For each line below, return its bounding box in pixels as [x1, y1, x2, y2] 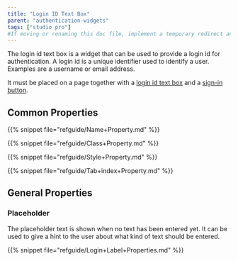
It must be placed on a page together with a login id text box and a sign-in [7, 79, 223, 87]
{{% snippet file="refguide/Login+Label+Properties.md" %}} [7, 245, 184, 254]
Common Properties [7, 106, 98, 118]
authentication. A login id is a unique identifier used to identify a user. [7, 57, 210, 66]
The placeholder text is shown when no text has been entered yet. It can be [7, 224, 228, 233]
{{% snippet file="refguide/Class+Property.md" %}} [7, 139, 159, 148]
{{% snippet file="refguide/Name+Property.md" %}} [7, 126, 161, 134]
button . [7, 86, 28, 94]
